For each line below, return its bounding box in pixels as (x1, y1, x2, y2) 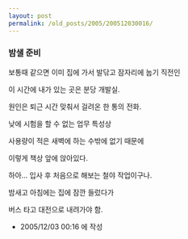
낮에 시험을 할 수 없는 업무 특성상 (8, 119, 111, 128)
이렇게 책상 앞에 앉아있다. (8, 153, 89, 162)
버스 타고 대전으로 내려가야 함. (8, 204, 103, 214)
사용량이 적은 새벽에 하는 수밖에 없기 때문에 (8, 136, 144, 145)
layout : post (8, 11, 52, 20)
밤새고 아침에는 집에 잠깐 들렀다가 (8, 187, 115, 197)
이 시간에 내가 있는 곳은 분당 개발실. (8, 84, 120, 94)
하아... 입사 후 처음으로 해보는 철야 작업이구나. (8, 170, 152, 180)
